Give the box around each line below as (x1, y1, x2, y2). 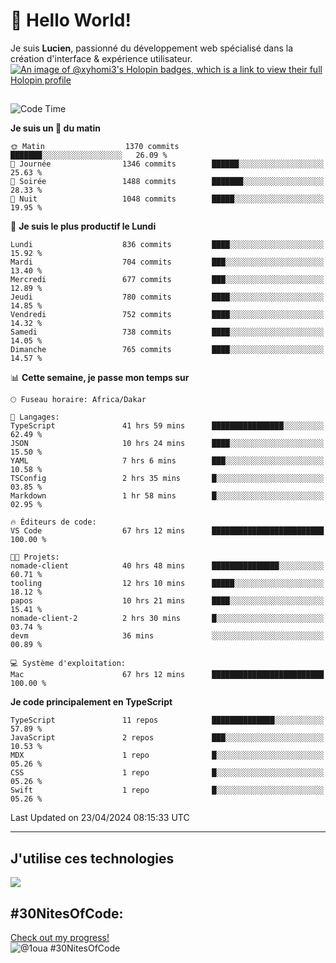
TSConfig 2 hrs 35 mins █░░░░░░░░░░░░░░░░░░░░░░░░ (10, 474, 325, 484)
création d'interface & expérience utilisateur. (10, 52, 193, 64)
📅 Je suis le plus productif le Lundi (10, 220, 157, 233)
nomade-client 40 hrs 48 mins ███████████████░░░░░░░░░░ (10, 561, 325, 571)
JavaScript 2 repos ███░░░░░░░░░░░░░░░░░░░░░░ (10, 733, 325, 743)
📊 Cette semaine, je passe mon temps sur (10, 372, 190, 384)
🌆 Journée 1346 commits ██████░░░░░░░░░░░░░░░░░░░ (10, 159, 325, 169)
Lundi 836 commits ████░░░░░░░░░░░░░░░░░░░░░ (10, 240, 325, 250)
